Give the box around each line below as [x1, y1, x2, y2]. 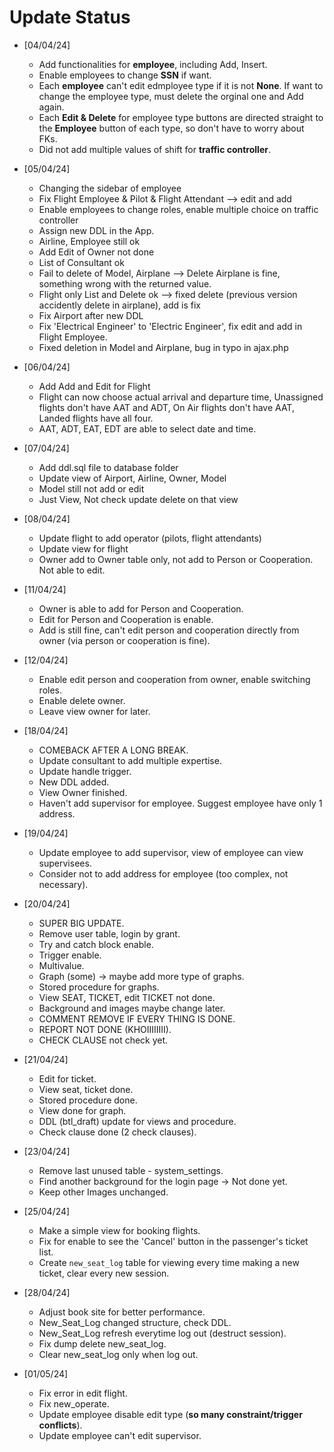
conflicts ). [38, 1419, 83, 1431]
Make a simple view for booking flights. [38, 1224, 201, 1236]
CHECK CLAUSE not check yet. [38, 1034, 169, 1046]
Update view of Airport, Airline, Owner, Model [38, 472, 227, 484]
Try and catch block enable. [38, 938, 154, 950]
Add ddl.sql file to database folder [38, 461, 179, 473]
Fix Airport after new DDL [38, 309, 144, 321]
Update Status [9, 6, 131, 29]
